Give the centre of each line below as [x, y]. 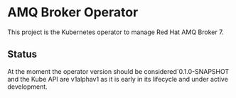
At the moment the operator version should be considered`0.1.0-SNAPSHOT [118, 71]
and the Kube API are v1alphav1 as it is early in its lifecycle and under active [118, 79]
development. [27, 87]
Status [22, 54]
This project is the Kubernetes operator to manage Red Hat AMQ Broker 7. [116, 32]
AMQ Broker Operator [73, 12]
